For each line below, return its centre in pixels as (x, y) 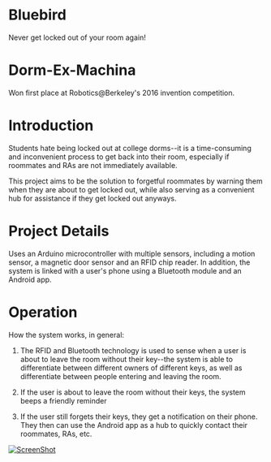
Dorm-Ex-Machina (72, 70)
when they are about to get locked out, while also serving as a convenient (131, 189)
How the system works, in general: (66, 335)
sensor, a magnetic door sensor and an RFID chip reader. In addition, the (129, 262)
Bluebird (37, 15)
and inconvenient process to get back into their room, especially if (119, 157)
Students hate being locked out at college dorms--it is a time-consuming (130, 148)
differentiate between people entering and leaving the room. (120, 376)
